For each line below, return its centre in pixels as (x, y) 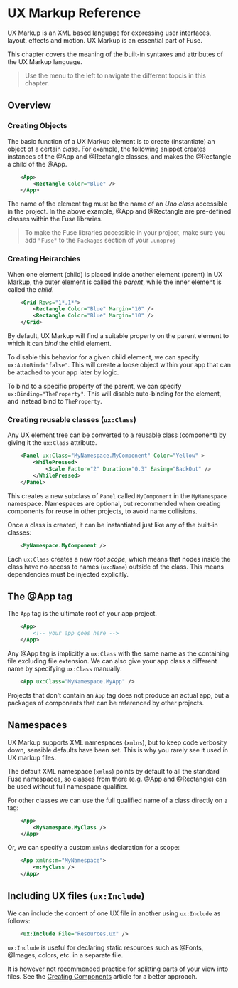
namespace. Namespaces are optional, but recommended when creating (114, 503)
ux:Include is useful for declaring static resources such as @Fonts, (106, 947)
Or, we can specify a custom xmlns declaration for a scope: (93, 848)
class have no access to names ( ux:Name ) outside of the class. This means (116, 567)
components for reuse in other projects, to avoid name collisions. (102, 511)
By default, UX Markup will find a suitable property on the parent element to (118, 336)
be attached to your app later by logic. (63, 372)
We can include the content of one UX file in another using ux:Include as (114, 913)
